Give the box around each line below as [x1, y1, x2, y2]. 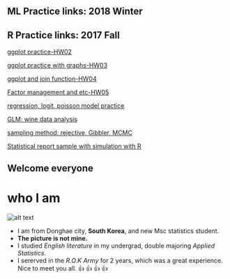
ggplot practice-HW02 [7, 48, 72, 56]
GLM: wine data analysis [7, 115, 78, 124]
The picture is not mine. [17, 234, 89, 242]
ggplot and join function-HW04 [7, 74, 97, 83]
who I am [7, 190, 61, 206]
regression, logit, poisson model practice [7, 102, 125, 110]
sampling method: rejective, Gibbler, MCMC [7, 129, 132, 137]
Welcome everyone [7, 162, 94, 174]
